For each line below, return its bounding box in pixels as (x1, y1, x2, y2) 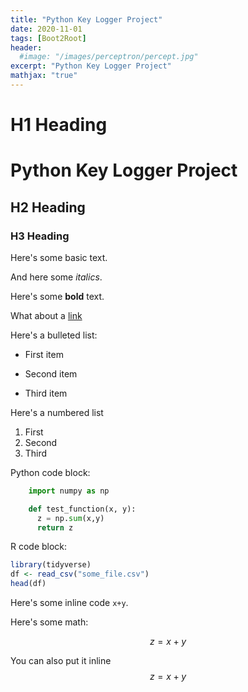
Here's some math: (10, 616, 89, 628)
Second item (24, 367, 78, 380)
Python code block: (10, 466, 91, 478)
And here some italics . (10, 271, 103, 283)
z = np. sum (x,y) (36, 513, 105, 523)
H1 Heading (10, 114, 108, 136)
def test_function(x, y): (28, 504, 137, 514)
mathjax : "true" (10, 71, 78, 81)
